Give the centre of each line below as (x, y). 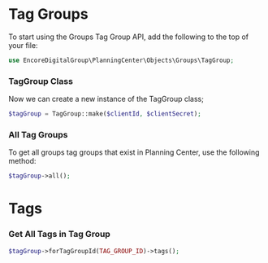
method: (22, 161)
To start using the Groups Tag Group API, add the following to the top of (129, 37)
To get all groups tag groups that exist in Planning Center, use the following (134, 152)
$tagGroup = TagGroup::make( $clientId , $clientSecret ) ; (105, 114)
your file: (23, 45)
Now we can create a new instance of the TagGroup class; (106, 99)
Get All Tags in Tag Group (60, 235)
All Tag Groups (38, 134)
